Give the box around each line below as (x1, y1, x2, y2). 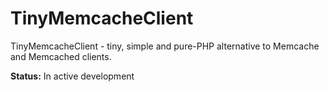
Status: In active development (10, 70, 135, 82)
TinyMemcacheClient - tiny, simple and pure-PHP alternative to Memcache (10, 40, 320, 52)
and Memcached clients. (10, 50, 112, 62)
